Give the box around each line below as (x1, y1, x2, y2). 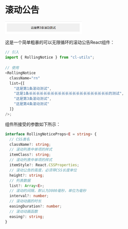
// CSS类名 (9, 137, 30, 142)
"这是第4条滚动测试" (14, 101, 50, 107)
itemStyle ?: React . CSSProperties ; (9, 162, 79, 168)
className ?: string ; (9, 142, 51, 147)
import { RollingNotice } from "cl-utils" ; (5, 55, 95, 60)
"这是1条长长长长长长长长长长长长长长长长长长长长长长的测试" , (14, 91, 124, 96)
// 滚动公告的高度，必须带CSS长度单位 (9, 167, 77, 173)
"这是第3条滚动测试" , (14, 96, 52, 101)
